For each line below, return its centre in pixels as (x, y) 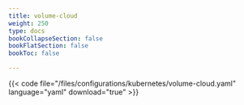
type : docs (27, 31)
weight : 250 (28, 23)
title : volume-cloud (43, 16)
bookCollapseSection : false (56, 38)
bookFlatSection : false (49, 46)
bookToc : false (34, 53)
